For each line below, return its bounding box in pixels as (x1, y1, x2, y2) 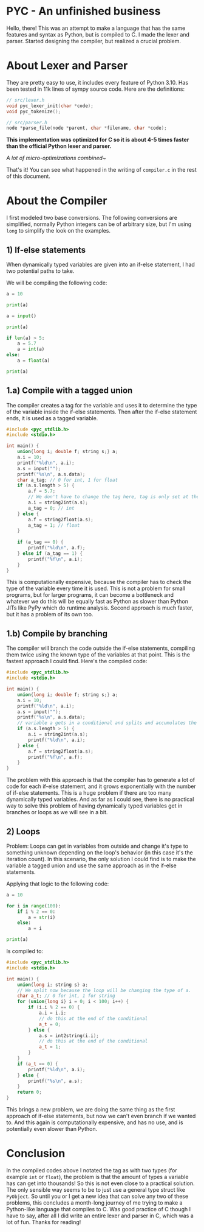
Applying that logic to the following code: (6, 880, 109, 887)
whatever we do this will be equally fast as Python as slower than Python (6, 598, 188, 605)
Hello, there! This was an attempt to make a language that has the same (6, 24, 186, 32)
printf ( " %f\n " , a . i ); (28, 556, 83, 562)
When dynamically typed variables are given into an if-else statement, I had (6, 261, 195, 268)
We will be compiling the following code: (6, 279, 107, 286)
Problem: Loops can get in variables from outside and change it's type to (6, 842, 189, 850)
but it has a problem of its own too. (6, 611, 93, 618)
